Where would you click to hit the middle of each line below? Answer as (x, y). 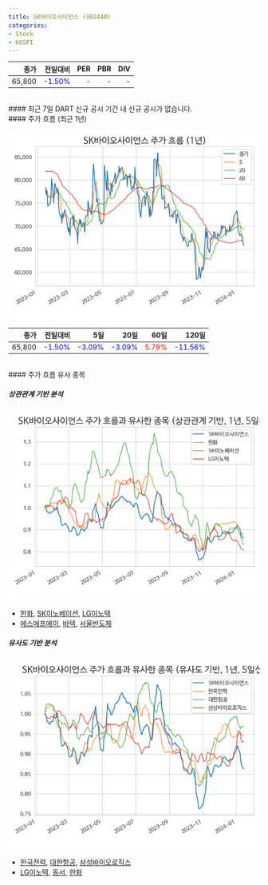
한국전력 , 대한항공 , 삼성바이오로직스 (75, 862)
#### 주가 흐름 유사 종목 (47, 374)
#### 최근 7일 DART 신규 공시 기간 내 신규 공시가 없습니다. (100, 109)
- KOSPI (21, 42)
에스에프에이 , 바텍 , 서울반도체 (66, 623)
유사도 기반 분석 (33, 643)
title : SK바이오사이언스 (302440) (60, 17)
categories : (28, 25)
